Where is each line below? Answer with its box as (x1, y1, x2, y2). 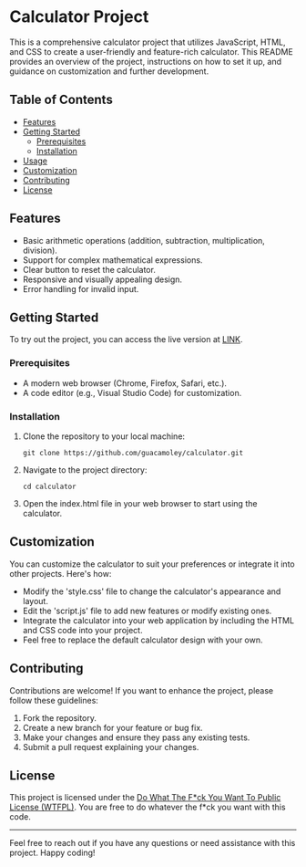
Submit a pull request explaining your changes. (22, 741, 199, 752)
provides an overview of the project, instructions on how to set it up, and (9, 56, 282, 67)
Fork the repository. (22, 712, 97, 723)
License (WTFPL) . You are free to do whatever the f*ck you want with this (9, 801, 286, 813)
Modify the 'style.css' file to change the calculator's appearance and (22, 586, 281, 597)
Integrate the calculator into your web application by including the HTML (22, 614, 294, 626)
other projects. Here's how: (9, 568, 112, 579)
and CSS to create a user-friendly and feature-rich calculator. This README (9, 46, 293, 57)
